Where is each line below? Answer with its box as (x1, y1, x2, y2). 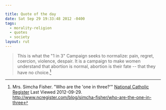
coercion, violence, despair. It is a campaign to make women (17, 58, 141, 64)
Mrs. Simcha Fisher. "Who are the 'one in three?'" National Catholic (12, 84, 149, 90)
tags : (5, 21, 16, 26)
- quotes (9, 30, 28, 35)
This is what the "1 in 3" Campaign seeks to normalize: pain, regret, (17, 53, 154, 58)
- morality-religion (9, 25, 52, 30)
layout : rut (5, 39, 30, 45)
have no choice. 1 (17, 68, 52, 75)
